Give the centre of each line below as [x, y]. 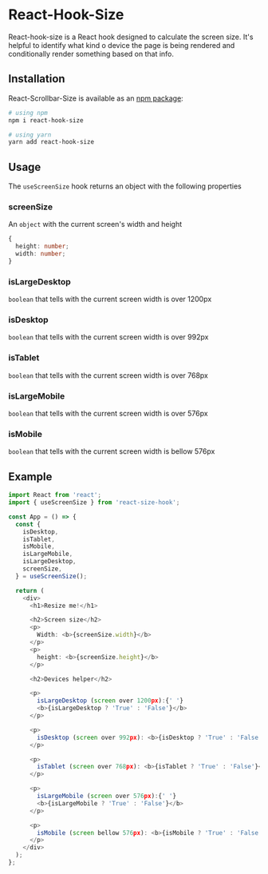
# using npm [28, 113]
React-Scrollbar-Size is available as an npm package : [96, 98]
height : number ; [42, 246]
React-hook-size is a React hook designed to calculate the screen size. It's [131, 37]
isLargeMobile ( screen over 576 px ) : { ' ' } [107, 797]
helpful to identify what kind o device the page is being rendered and [122, 45]
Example [30, 477]
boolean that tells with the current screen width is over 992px [108, 337]
